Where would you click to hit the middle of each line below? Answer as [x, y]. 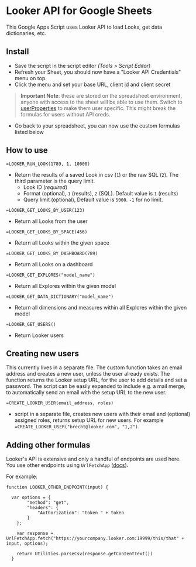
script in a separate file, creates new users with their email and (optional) [102, 414]
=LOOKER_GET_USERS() [31, 324]
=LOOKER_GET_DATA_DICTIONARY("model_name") [60, 297]
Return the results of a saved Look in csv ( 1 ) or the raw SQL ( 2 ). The [97, 174]
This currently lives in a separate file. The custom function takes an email [94, 367]
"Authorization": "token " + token [81, 513]
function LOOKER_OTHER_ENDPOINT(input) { [57, 487]
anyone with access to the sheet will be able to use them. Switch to [101, 102]
